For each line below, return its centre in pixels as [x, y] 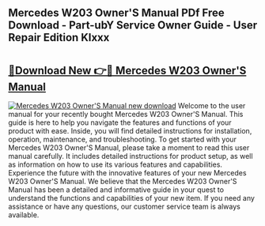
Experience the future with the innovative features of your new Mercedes [127, 173]
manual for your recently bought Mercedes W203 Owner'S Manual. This [126, 114]
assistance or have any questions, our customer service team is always [125, 206]
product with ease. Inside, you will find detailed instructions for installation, [130, 131]
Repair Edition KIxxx [59, 38]
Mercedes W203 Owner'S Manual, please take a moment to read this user [129, 148]
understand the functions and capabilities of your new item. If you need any [132, 198]
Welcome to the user [212, 105]
